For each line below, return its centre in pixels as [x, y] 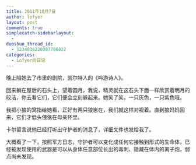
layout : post [22, 22]
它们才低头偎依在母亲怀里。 [49, 117]
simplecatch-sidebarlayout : [40, 33]
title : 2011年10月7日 [31, 11]
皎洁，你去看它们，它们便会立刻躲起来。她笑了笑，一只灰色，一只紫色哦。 [95, 97]
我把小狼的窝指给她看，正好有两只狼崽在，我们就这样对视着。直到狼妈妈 [93, 110]
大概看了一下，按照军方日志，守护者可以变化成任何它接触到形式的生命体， [95, 142]
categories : [20, 55]
